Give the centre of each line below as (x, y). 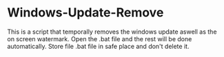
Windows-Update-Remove (85, 13)
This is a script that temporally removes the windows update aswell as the (112, 32)
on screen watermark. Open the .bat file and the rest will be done (100, 38)
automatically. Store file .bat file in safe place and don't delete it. (98, 46)
